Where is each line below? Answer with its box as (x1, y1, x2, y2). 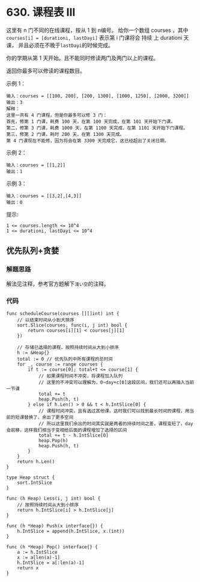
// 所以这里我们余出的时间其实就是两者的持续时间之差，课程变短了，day (38, 420, 193, 427)
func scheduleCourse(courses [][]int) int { (6, 310, 120, 316)
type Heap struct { (6, 474, 55, 480)
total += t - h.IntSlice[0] (38, 432, 109, 438)
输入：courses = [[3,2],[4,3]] (6, 193, 82, 199)
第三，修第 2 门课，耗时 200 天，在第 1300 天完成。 (6, 131, 125, 137)
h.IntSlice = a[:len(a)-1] (17, 560, 85, 566)
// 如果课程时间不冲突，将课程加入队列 (38, 373, 123, 379)
